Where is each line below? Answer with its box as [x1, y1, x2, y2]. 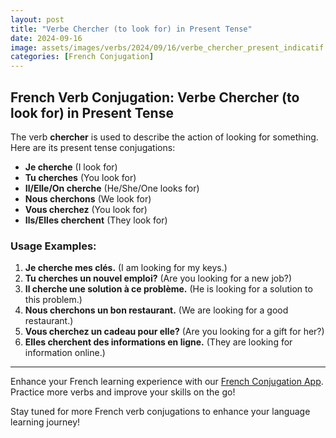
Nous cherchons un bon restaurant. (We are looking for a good [24, 304, 289, 316]
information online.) [24, 347, 106, 359]
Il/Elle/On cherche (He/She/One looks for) [24, 182, 200, 194]
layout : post [10, 14, 65, 25]
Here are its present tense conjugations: [10, 141, 176, 153]
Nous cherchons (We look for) [24, 192, 152, 205]
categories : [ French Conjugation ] [10, 52, 155, 62]
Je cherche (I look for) [24, 161, 118, 173]
